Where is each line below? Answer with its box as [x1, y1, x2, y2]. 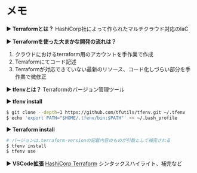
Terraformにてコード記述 [14, 58, 76, 65]
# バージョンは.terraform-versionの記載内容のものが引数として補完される [6, 137, 171, 143]
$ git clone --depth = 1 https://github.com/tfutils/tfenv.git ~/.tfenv [6, 109, 186, 116]
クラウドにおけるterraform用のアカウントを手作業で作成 [14, 50, 153, 57]
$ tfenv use [6, 148, 36, 154]
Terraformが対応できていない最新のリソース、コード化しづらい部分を [14, 65, 186, 72]
